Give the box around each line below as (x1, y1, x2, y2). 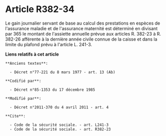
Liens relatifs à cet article (5, 51, 59, 57)
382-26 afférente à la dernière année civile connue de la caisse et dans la (5, 36, 157, 42)
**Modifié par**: (5, 96, 42, 101)
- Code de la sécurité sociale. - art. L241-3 (10, 122, 109, 127)
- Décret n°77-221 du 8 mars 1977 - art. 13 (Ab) (10, 69, 115, 75)
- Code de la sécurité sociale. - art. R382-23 (10, 126, 111, 131)
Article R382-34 (5, 4, 75, 15)
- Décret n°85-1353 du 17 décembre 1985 (10, 87, 95, 92)
